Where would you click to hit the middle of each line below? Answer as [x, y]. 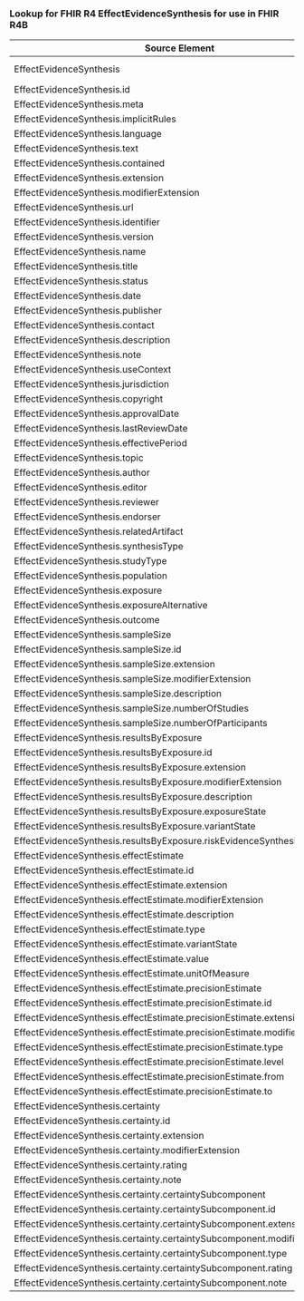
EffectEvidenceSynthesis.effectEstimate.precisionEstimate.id [143, 1003]
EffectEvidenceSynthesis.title [76, 267]
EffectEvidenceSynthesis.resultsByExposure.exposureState [140, 811]
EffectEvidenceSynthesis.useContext [93, 370]
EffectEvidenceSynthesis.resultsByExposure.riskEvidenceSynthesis [157, 841]
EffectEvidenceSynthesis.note [78, 354]
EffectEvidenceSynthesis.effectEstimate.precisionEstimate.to [143, 1092]
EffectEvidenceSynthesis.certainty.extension [109, 1136]
